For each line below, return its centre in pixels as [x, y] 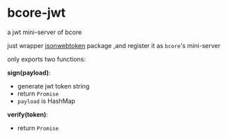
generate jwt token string [53, 86]
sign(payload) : [29, 72]
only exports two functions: [46, 59]
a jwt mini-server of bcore [45, 32]
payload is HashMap [46, 101]
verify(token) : [28, 114]
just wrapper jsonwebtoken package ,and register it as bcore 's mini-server [114, 45]
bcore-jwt [37, 13]
